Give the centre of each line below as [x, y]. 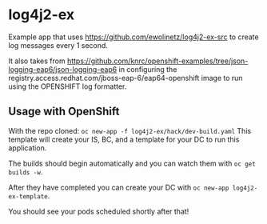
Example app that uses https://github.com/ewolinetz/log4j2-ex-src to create [133, 37]
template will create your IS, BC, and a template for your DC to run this [124, 139]
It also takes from [37, 61]
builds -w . [26, 172]
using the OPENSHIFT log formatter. [68, 86]
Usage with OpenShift [64, 112]
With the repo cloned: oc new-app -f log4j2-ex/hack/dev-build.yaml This [130, 130]
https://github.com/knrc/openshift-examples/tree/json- [157, 61]
